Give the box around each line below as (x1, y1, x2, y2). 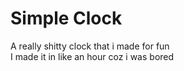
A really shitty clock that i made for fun (10, 40, 170, 52)
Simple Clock (10, 7, 123, 30)
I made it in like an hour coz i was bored (10, 50, 175, 62)
